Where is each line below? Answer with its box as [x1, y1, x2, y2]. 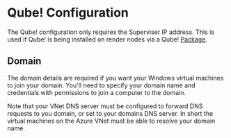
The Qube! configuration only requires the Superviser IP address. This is [7, 28, 214, 36]
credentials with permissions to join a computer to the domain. [7, 88, 186, 96]
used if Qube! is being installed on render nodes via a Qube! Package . [7, 35, 207, 43]
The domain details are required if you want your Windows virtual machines [7, 74, 224, 82]
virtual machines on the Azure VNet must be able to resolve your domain [7, 117, 216, 125]
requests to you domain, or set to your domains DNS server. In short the [7, 109, 214, 117]
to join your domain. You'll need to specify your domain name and [7, 81, 196, 89]
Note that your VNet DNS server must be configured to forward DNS [7, 102, 203, 110]
